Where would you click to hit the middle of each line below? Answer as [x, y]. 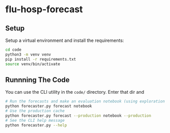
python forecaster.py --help [36, 125]
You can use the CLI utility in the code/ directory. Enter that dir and [75, 92]
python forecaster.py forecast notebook [49, 106]
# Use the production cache [35, 111]
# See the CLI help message [35, 120]
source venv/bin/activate [33, 64]
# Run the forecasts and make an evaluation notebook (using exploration [85, 101]
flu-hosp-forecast [44, 9]
